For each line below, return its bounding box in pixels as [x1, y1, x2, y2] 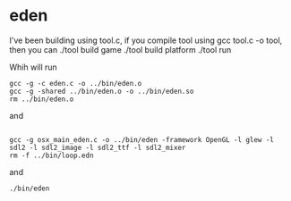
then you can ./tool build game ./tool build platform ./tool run [9, 44, 232, 54]
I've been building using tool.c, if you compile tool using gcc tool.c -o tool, [9, 35, 283, 46]
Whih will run [9, 62, 58, 72]
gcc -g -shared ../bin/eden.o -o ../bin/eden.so [9, 87, 194, 96]
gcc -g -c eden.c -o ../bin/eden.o [9, 79, 142, 88]
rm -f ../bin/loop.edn [9, 151, 94, 160]
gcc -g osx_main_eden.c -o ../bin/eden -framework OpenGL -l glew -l [9, 135, 275, 144]
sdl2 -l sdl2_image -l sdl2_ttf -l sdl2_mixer [9, 143, 186, 152]
